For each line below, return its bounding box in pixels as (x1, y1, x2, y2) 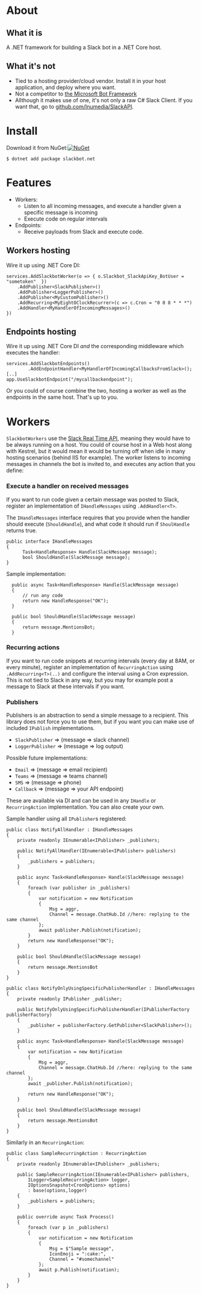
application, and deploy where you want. (14, 83, 116, 91)
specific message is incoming (23, 209, 98, 216)
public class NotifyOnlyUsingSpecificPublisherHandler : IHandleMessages (6, 986, 196, 992)
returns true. (6, 526, 37, 534)
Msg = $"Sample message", (49, 1246, 114, 1252)
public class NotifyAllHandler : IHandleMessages (6, 827, 134, 833)
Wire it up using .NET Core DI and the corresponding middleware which (6, 343, 184, 350)
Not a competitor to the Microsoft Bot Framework (14, 90, 137, 97)
